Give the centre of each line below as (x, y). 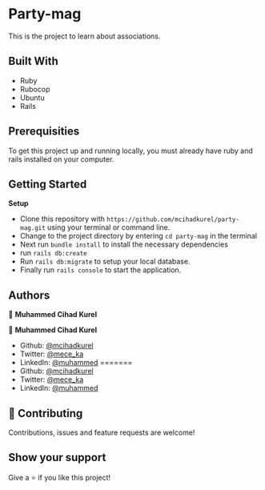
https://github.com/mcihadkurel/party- (173, 220)
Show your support (57, 458)
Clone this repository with (62, 219)
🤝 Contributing (46, 413)
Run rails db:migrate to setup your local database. (105, 262)
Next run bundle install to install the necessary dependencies (124, 244)
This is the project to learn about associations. (84, 36)
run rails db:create (53, 253)
